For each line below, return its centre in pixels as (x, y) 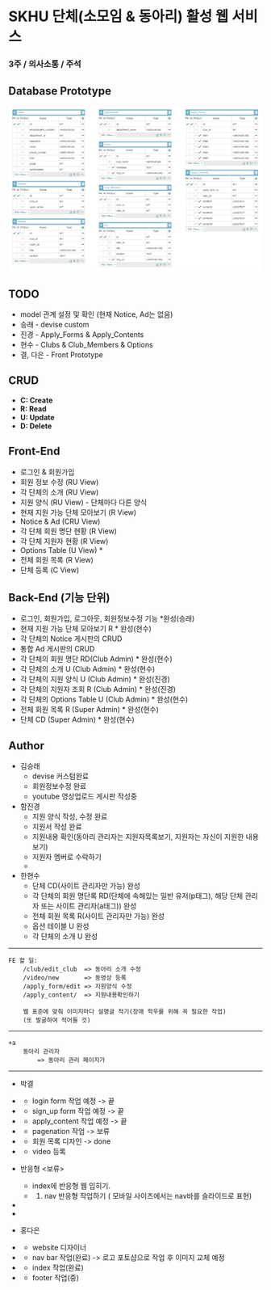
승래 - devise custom (54, 325)
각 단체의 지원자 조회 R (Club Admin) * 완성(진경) (98, 689)
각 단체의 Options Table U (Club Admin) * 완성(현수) (104, 699)
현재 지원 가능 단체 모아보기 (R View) (78, 512)
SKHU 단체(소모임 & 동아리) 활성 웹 (119, 17)
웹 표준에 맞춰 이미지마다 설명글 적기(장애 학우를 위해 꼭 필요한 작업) (125, 1012)
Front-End (34, 451)
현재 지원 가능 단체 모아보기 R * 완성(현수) (85, 629)
